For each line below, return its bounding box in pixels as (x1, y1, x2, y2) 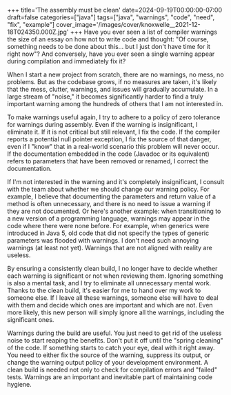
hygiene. (7, 381, 32, 388)
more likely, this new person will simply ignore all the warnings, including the (7, 308, 225, 316)
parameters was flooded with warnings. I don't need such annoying (7, 236, 199, 244)
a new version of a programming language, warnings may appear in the (7, 214, 210, 223)
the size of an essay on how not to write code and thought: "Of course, (7, 35, 209, 43)
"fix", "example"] (7, 21, 55, 28)
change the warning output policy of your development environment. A (7, 358, 209, 366)
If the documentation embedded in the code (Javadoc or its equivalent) (7, 150, 210, 158)
